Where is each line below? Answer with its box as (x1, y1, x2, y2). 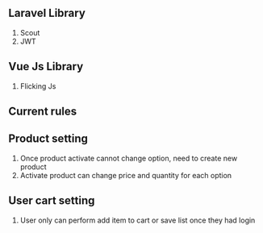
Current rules (8, 105, 77, 119)
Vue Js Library (8, 60, 84, 73)
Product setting (8, 132, 89, 146)
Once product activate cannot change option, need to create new (19, 153, 238, 163)
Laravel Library (8, 6, 86, 20)
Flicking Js (19, 81, 56, 91)
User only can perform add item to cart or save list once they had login (19, 215, 256, 225)
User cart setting (8, 193, 95, 208)
